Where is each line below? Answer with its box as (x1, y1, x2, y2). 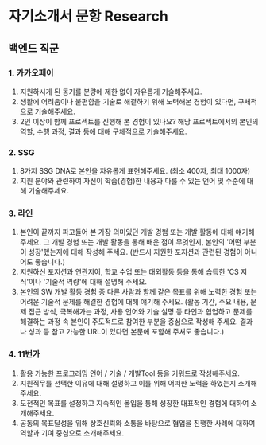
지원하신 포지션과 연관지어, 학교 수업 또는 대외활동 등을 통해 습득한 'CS (19, 267, 240, 277)
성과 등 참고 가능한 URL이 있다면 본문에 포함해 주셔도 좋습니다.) (28, 327, 225, 337)
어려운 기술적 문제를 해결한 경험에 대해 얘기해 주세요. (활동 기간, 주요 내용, (19, 297, 249, 306)
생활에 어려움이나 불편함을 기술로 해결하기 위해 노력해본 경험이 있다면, (19, 96, 237, 106)
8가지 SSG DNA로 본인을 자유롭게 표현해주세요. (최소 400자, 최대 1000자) (19, 166, 251, 176)
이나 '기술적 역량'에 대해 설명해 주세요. (28, 277, 148, 287)
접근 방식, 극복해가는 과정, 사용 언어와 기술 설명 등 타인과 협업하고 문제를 (28, 307, 253, 317)
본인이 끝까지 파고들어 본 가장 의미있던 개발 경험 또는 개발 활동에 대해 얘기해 (19, 228, 256, 237)
